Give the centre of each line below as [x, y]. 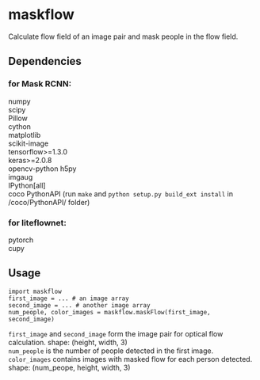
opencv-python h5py [42, 169]
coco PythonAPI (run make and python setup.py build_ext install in [121, 194]
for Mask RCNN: [40, 84]
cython [20, 126]
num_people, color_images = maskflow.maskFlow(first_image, [110, 312]
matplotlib [25, 135]
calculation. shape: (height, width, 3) [68, 342]
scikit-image [29, 143]
